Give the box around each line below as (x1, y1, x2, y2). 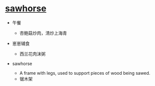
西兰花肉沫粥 (19, 51, 46, 57)
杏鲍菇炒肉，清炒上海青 (19, 30, 67, 36)
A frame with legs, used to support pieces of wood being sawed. (19, 70, 151, 76)
